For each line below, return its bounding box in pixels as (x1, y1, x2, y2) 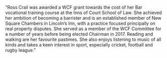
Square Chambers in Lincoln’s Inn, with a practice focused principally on (5, 20, 155, 26)
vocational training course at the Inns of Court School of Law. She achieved (5, 10, 162, 16)
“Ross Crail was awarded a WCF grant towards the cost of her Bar (5, 5, 143, 10)
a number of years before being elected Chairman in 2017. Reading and (5, 31, 153, 37)
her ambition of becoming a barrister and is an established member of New (5, 15, 161, 21)
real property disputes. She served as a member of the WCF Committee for (5, 26, 161, 32)
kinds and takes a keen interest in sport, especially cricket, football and (5, 42, 153, 47)
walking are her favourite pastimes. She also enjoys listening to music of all (5, 36, 161, 42)
